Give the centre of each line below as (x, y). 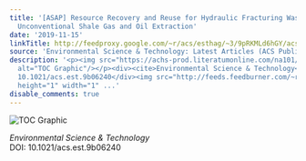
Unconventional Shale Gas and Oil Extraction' (107, 26)
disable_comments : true (55, 94)
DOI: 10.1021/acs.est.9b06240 (65, 147)
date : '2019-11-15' (46, 35)
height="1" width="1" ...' (69, 86)
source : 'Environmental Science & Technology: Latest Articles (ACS (142, 52)
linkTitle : (30, 43)
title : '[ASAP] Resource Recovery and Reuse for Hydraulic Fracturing (146, 18)
